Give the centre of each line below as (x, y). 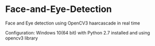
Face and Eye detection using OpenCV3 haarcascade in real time (73, 23)
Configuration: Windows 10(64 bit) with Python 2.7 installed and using (77, 32)
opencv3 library (22, 38)
